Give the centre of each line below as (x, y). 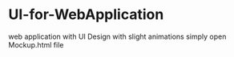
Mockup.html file (36, 44)
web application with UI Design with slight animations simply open (117, 36)
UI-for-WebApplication (86, 15)
